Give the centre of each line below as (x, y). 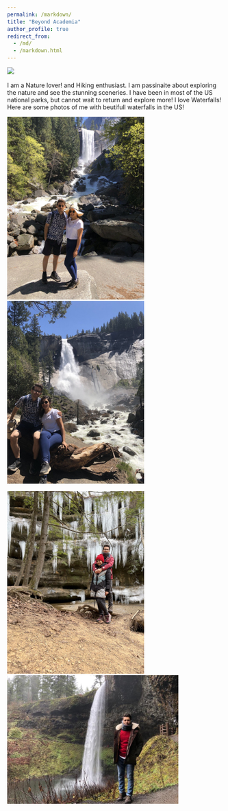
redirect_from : (29, 36)
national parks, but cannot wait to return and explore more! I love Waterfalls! (114, 100)
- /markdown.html (38, 51)
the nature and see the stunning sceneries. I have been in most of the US (110, 92)
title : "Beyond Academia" (44, 22)
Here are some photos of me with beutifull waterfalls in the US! (96, 107)
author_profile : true (38, 29)
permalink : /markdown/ (39, 14)
